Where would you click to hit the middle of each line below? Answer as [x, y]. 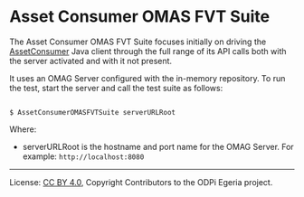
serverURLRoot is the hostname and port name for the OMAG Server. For [158, 146]
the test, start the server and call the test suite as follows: [116, 88]
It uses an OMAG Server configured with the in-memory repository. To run [147, 78]
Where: [23, 129]
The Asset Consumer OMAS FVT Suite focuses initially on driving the [138, 42]
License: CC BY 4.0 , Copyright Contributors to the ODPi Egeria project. [141, 182]
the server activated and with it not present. [91, 61]
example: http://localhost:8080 [83, 156]
